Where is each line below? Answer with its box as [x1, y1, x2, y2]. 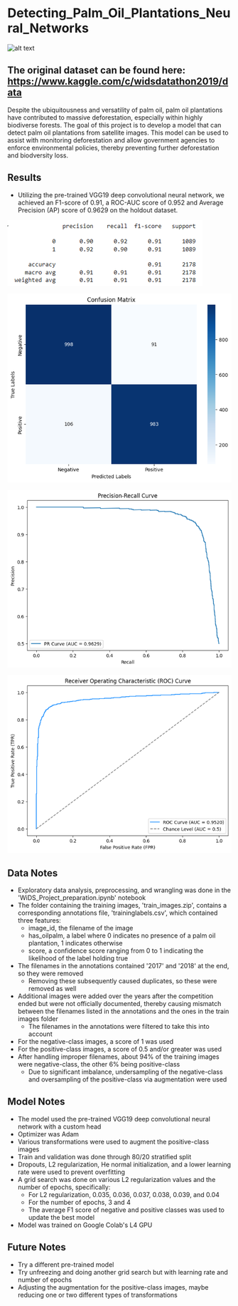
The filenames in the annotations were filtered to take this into [28, 1022, 210, 1031]
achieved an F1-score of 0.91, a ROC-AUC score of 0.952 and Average [17, 198, 224, 207]
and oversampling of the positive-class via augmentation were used [28, 1075, 227, 1084]
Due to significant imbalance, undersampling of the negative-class [28, 1067, 223, 1077]
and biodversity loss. [7, 151, 69, 160]
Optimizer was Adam [17, 1129, 80, 1138]
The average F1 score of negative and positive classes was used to [28, 1206, 225, 1214]
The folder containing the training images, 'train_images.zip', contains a [17, 901, 227, 910]
